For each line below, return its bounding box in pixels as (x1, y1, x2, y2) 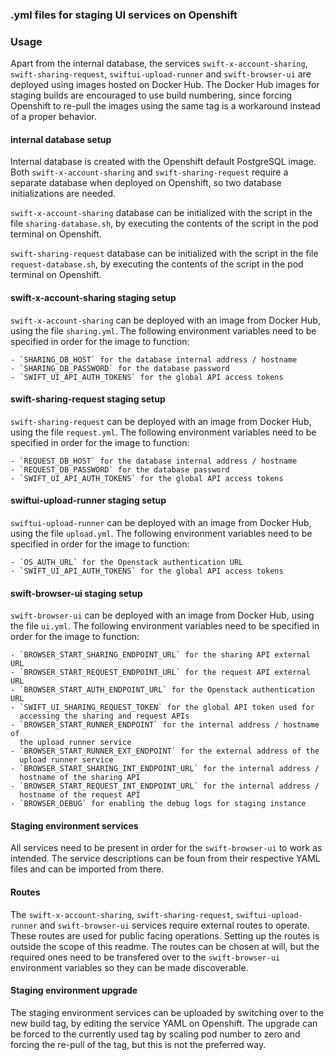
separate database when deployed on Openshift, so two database (10, 177, 282, 189)
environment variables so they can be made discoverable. (10, 961, 249, 973)
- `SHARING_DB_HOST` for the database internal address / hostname (10, 354, 298, 365)
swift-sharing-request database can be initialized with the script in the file (10, 248, 319, 260)
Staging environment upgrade (10, 984, 138, 997)
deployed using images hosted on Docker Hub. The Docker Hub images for (10, 79, 320, 91)
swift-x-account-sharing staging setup (10, 292, 177, 304)
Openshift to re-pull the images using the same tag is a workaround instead (10, 100, 321, 112)
